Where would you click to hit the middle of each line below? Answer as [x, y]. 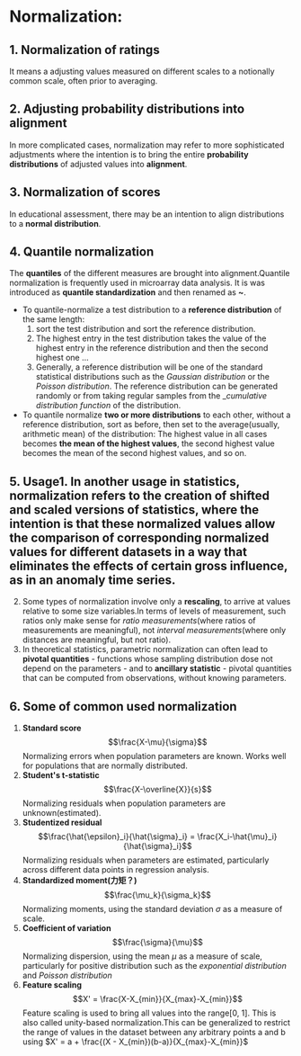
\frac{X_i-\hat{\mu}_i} [237, 837]
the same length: [53, 319]
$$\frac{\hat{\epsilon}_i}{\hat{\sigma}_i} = [117, 837]
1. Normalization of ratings [84, 50]
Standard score [52, 728]
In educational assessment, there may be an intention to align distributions [147, 214]
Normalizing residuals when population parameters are [124, 803]
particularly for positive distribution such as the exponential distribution [155, 966]
